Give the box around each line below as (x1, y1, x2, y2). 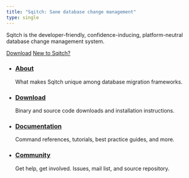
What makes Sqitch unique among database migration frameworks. (14, 78, 183, 85)
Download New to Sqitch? (6, 49, 71, 56)
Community (14, 151, 51, 159)
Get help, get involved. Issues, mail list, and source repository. (14, 165, 170, 172)
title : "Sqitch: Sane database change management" (6, 8, 136, 15)
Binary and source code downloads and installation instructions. (14, 107, 175, 114)
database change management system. (6, 38, 104, 45)
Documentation (14, 122, 62, 131)
